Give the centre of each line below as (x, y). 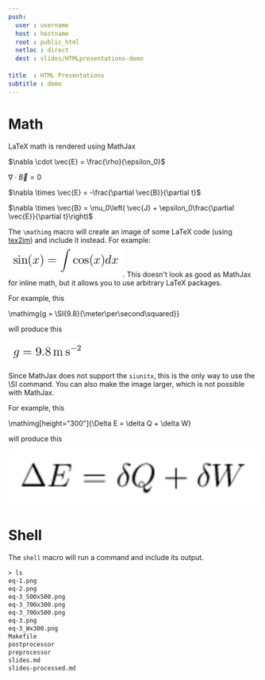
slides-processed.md (42, 668)
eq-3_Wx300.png (33, 629)
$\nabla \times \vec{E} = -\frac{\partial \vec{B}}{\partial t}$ (105, 192)
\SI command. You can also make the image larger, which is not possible (127, 384)
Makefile (23, 637)
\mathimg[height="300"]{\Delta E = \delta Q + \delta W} (100, 423)
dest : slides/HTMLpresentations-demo (80, 59)
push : (17, 17)
